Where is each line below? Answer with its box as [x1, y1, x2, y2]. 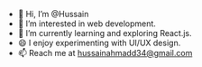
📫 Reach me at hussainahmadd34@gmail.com [17, 48, 193, 58]
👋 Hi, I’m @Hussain [17, 9, 89, 19]
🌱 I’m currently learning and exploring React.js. [17, 28, 192, 38]
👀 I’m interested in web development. [17, 18, 156, 29]
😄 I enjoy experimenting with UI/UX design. [17, 37, 181, 48]
